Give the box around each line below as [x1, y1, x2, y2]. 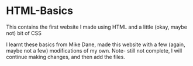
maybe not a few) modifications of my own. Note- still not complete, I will [6, 47, 182, 54]
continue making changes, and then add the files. [6, 53, 126, 60]
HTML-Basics [6, 4, 73, 18]
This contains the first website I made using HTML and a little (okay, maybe [6, 23, 187, 30]
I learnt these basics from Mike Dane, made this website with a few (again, [6, 41, 185, 48]
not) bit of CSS [6, 29, 42, 36]
